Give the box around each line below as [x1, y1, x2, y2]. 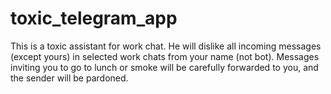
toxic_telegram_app [10, 7, 178, 30]
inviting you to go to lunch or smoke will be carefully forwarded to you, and [10, 61, 319, 73]
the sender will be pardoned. [10, 72, 129, 84]
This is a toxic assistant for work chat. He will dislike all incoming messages [10, 40, 322, 52]
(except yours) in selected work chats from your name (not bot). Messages [10, 50, 320, 62]
